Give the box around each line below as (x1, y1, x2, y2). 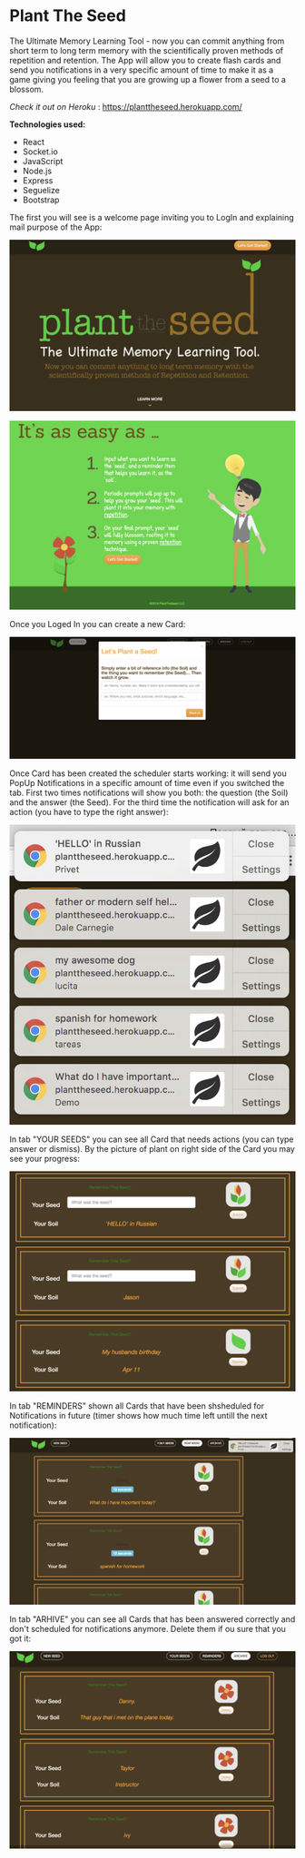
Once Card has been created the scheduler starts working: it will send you (9, 768, 288, 779)
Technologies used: (9, 119, 86, 130)
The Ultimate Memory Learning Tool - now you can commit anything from (9, 35, 285, 46)
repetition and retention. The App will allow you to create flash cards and (9, 54, 281, 65)
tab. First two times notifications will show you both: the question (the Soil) (9, 787, 289, 798)
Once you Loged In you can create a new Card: (9, 619, 186, 630)
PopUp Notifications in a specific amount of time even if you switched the (9, 777, 285, 788)
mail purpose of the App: (9, 221, 103, 232)
